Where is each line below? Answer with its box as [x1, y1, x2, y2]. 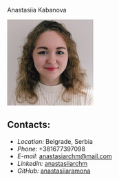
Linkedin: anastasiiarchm [17, 159, 88, 167]
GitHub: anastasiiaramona [17, 167, 91, 175]
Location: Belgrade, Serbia [17, 137, 93, 145]
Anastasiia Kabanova [7, 6, 67, 14]
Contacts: [7, 119, 51, 131]
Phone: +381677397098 [17, 145, 86, 153]
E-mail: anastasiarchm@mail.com [17, 151, 112, 160]
